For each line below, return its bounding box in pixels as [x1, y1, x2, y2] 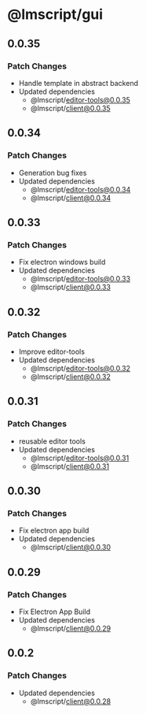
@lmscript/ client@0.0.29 [30, 624, 111, 633]
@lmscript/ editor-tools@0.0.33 [30, 274, 131, 284]
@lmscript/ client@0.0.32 [30, 372, 111, 381]
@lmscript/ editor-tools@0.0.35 [30, 95, 131, 104]
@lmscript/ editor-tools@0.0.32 [30, 363, 131, 373]
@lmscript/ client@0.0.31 [30, 461, 110, 470]
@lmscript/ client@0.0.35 [30, 103, 111, 113]
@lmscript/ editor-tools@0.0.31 [30, 453, 130, 463]
